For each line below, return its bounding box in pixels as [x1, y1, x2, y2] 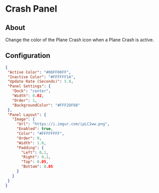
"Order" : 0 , [16, 136, 42, 141]
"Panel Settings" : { [7, 84, 51, 89]
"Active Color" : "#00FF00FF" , [7, 70, 71, 75]
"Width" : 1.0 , [16, 140, 47, 145]
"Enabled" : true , [16, 126, 53, 132]
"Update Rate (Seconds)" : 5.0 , [7, 79, 73, 84]
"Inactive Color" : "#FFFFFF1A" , [7, 74, 76, 79]
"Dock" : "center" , [12, 88, 51, 94]
